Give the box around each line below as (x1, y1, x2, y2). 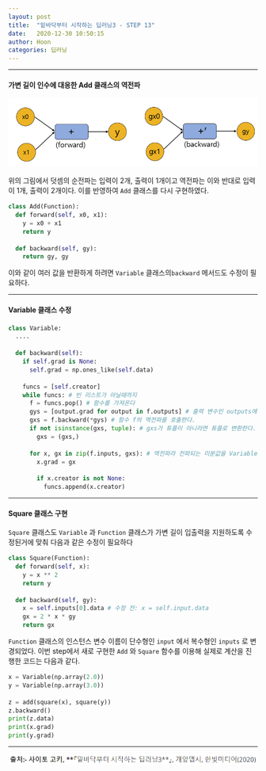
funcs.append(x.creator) (43, 483, 126, 491)
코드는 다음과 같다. (22, 656, 81, 666)
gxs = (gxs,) (36, 433, 80, 441)
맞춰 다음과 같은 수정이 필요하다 (35, 537, 133, 547)
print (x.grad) (8, 723, 55, 731)
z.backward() (8, 706, 51, 715)
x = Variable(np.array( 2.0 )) (8, 674, 104, 681)
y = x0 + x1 (22, 219, 62, 227)
